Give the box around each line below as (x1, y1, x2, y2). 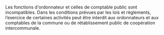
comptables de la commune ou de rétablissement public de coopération (5, 20, 155, 26)
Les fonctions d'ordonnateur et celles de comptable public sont (5, 4, 138, 10)
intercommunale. (5, 25, 40, 31)
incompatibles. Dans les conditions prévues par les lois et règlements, (5, 9, 151, 15)
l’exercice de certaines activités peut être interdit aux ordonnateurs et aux (5, 15, 159, 20)
